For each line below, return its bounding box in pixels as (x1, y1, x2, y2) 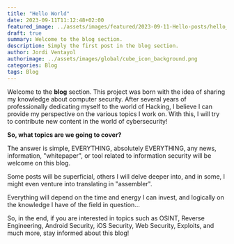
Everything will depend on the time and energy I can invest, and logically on (7, 193, 224, 202)
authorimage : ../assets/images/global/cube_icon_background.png (7, 56, 198, 63)
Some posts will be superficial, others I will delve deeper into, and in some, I (7, 172, 225, 181)
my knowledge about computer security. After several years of (7, 95, 187, 103)
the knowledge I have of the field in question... (7, 200, 141, 209)
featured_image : (7, 23, 54, 30)
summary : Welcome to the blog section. (7, 36, 123, 43)
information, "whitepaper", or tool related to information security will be (7, 151, 212, 160)
